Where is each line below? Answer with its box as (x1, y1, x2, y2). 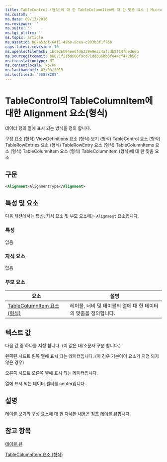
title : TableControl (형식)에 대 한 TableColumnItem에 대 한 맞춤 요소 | (5, 7, 149, 12)
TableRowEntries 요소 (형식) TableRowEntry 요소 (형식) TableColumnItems (5, 142, 155, 148)
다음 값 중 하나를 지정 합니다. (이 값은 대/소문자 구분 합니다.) (5, 342, 121, 349)
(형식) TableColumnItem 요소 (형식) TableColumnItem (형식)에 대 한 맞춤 (10, 148, 154, 154)
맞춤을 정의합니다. (76, 310, 115, 317)
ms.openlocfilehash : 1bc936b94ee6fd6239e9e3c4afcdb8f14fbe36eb (5, 49, 139, 54)
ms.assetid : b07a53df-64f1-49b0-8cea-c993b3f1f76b (5, 40, 112, 45)
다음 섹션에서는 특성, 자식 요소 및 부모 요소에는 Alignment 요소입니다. (5, 213, 139, 219)
